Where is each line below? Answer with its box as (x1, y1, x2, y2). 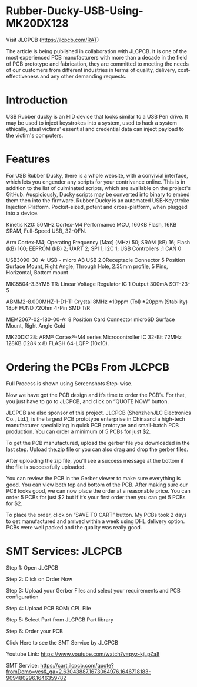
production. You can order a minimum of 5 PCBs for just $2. (6, 428, 151, 435)
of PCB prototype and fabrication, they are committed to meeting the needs (6, 60, 189, 67)
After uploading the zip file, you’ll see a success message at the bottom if (6, 457, 184, 464)
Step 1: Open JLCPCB (6, 564, 59, 571)
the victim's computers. (6, 132, 64, 139)
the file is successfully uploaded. (6, 463, 86, 470)
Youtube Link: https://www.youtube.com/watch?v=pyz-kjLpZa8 (6, 650, 160, 657)
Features (6, 152, 51, 166)
